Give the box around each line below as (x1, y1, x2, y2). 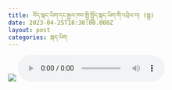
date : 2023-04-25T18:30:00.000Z (8, 19, 113, 27)
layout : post (8, 26, 51, 34)
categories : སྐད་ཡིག (8, 33, 68, 41)
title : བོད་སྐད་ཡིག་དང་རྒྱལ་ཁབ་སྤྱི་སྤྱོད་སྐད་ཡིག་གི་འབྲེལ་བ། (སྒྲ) (8, 11, 155, 20)
